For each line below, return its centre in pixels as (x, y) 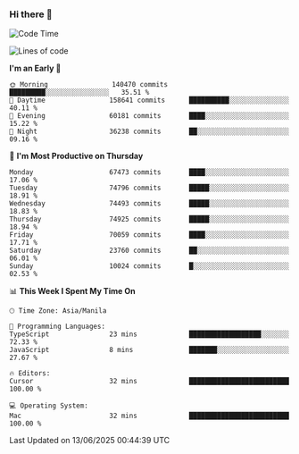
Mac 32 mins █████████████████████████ (149, 416)
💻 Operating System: (49, 406)
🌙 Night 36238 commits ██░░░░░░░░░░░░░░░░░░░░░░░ (149, 132)
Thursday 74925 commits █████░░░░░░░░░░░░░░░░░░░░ (149, 219)
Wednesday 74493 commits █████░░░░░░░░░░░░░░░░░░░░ (149, 204)
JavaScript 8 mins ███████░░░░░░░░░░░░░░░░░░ (149, 350)
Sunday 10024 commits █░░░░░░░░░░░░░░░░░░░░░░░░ (149, 266)
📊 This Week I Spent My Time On (72, 291)
